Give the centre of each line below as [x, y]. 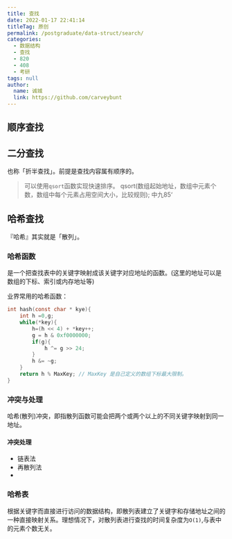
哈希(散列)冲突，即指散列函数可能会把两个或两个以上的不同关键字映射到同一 [116, 416]
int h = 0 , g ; [37, 316]
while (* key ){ [38, 323]
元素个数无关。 [34, 528]
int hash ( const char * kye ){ [49, 310]
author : [18, 85]
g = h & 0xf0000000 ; [62, 335]
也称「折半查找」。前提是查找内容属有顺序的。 [72, 172]
